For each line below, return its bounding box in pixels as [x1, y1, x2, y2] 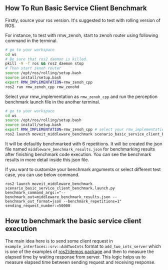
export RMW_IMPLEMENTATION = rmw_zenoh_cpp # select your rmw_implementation [5, 127, 166, 132]
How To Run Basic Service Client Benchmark [5, 4, 147, 12]
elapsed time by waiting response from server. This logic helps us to [5, 253, 146, 259]
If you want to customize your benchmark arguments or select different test [5, 166, 161, 172]
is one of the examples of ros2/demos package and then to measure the [5, 248, 154, 254]
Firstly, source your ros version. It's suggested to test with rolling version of [5, 17, 161, 23]
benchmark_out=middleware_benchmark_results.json [5, 194, 111, 199]
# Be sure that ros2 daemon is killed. [5, 56, 88, 61]
